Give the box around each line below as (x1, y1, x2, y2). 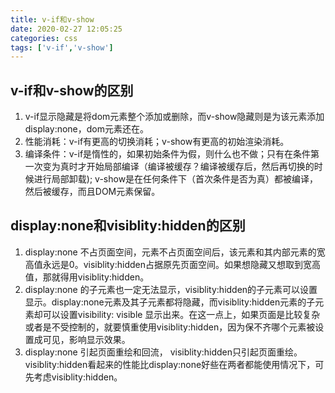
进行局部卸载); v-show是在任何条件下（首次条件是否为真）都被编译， (33, 173, 319, 185)
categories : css (10, 33, 78, 43)
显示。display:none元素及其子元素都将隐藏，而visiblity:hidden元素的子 (24, 296, 316, 308)
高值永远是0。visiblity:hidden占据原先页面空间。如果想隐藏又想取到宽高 (24, 258, 322, 270)
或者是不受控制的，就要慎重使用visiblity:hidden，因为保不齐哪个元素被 (24, 321, 316, 333)
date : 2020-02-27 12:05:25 (10, 24, 123, 34)
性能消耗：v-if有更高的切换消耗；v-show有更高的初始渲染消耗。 (24, 136, 290, 148)
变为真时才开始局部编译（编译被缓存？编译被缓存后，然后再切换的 (42, 161, 315, 173)
